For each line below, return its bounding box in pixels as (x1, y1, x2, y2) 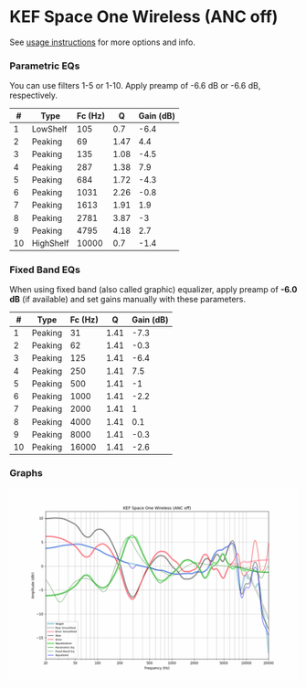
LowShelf (31, 123, 68, 134)
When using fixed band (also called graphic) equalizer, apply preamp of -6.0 (9, 284, 298, 295)
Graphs (9, 467, 43, 480)
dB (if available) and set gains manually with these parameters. (9, 294, 247, 305)
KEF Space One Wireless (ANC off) (9, 6, 279, 27)
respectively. (9, 90, 58, 101)
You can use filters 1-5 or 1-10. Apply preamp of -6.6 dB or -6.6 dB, (9, 80, 261, 91)
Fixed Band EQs (9, 263, 80, 276)
